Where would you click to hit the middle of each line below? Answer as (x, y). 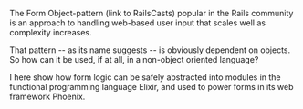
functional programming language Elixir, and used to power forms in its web (151, 87)
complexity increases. (51, 32)
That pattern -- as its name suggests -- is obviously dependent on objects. (150, 50)
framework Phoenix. (47, 96)
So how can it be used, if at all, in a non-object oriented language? (134, 59)
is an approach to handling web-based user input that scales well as (138, 23)
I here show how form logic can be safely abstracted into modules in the (145, 77)
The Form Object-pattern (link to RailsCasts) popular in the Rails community (151, 13)
